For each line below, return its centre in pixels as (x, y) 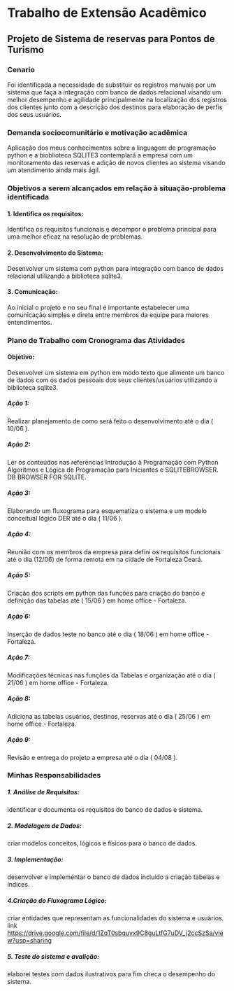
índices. (19, 885)
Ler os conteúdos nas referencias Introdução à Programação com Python (113, 462)
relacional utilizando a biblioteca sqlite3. (65, 276)
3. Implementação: (35, 859)
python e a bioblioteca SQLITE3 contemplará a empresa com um (100, 155)
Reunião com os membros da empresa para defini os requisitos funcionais (114, 551)
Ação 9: (19, 740)
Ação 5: (19, 575)
